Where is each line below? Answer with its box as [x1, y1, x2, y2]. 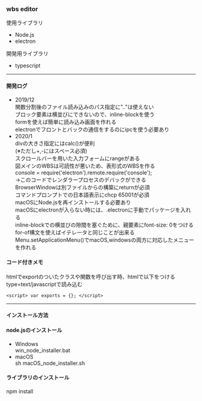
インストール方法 [6, 311, 49, 319]
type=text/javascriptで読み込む [6, 280, 83, 287]
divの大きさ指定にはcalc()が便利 [14, 139, 95, 147]
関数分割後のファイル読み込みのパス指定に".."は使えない [14, 103, 155, 110]
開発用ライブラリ [6, 50, 49, 57]
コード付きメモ [6, 259, 43, 266]
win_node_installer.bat [14, 346, 71, 354]
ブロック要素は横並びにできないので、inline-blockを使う [14, 111, 155, 118]
